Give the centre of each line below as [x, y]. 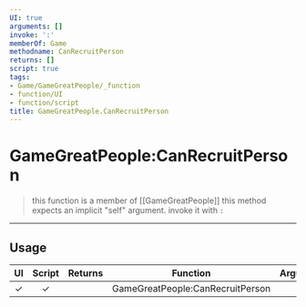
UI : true [26, 18]
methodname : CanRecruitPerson [67, 52]
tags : [20, 77]
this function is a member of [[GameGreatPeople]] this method [149, 200]
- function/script [44, 102]
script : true [34, 69]
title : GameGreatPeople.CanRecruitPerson [89, 111]
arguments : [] [36, 26]
